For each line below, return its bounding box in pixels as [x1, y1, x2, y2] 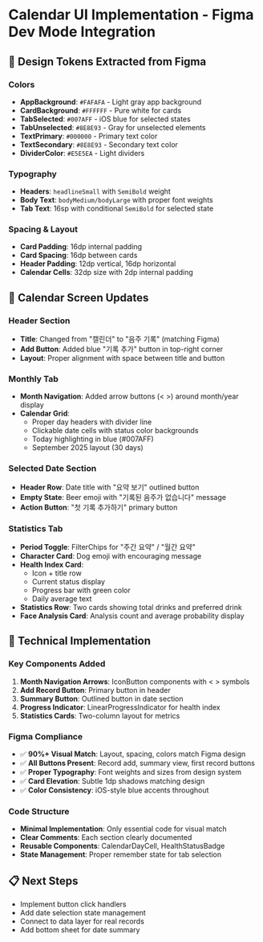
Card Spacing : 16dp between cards [19, 251, 138, 260]
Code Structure [8, 805, 70, 817]
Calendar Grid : [19, 408, 71, 419]
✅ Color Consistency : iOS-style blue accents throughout [19, 785, 209, 795]
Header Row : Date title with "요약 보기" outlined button [19, 482, 200, 492]
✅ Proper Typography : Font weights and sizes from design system [19, 768, 242, 777]
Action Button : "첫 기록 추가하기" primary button [19, 502, 178, 512]
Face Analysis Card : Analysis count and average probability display [19, 611, 245, 620]
